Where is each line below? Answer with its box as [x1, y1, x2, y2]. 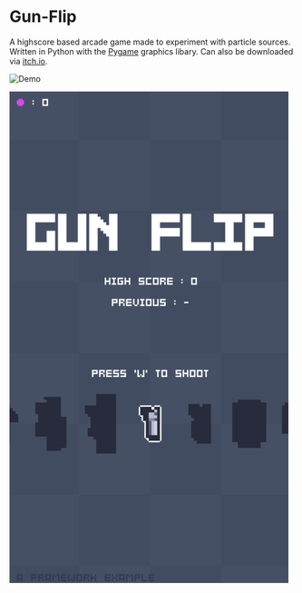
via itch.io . [9, 55, 48, 66]
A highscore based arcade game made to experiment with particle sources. [9, 36, 291, 47]
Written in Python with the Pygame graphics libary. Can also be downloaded [9, 45, 294, 56]
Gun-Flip [9, 6, 77, 27]
